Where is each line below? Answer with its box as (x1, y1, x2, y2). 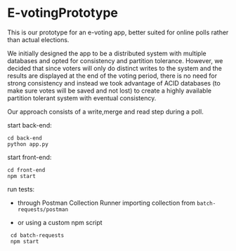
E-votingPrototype (7, 5, 118, 21)
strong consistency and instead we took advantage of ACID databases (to (7, 79, 221, 87)
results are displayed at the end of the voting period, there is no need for (7, 72, 218, 80)
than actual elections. (7, 35, 70, 43)
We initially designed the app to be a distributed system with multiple (7, 49, 206, 57)
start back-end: (7, 121, 53, 129)
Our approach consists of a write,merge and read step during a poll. (7, 107, 204, 116)
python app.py (7, 140, 49, 148)
